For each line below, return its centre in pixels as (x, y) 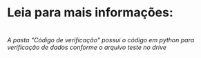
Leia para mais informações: (90, 13)
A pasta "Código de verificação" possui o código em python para (101, 40)
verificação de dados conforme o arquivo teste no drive (87, 47)
